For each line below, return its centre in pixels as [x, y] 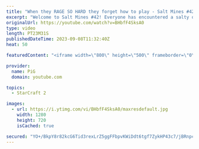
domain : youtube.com [37, 77]
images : [16, 104]
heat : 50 [17, 45]
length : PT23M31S [28, 34]
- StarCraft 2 [29, 93]
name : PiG [23, 72]
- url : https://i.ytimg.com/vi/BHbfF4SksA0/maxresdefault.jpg [90, 109]
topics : [16, 88]
